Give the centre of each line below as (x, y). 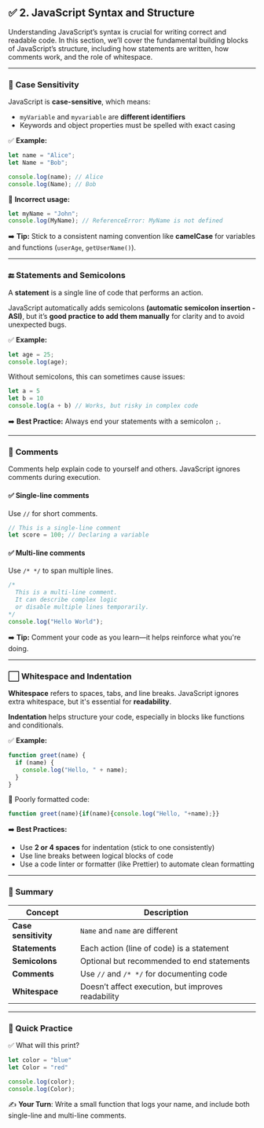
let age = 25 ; (31, 354)
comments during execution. (54, 478)
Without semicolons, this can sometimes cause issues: (97, 377)
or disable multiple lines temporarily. (82, 607)
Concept (42, 912)
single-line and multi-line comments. (68, 1115)
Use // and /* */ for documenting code (154, 973)
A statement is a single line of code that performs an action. (106, 292)
